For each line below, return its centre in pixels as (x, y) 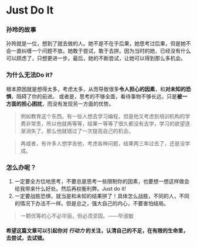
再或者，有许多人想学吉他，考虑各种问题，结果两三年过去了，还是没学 (105, 143)
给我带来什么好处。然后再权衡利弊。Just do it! (70, 189)
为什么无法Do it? (30, 75)
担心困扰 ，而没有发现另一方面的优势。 (68, 104)
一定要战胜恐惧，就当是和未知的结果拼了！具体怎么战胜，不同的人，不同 (102, 196)
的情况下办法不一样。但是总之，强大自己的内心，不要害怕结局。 (91, 203)
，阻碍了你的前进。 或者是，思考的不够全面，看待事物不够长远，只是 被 (97, 96)
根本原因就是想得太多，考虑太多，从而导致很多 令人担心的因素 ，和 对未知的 (96, 89)
